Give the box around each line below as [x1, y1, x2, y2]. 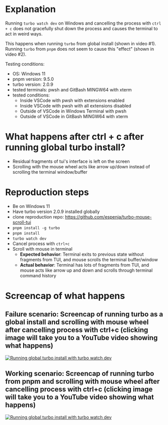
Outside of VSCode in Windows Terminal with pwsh [20, 108, 127, 114]
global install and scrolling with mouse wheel [5, 318, 149, 327]
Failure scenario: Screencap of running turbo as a [5, 310, 163, 318]
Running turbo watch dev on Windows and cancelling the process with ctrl [5, 20, 161, 26]
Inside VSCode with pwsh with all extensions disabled [20, 102, 131, 109]
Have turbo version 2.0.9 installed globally [12, 208, 100, 215]
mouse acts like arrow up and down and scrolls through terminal [20, 267, 153, 273]
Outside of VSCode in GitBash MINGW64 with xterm [20, 113, 128, 119]
